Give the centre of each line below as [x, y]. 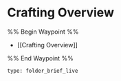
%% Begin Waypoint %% [43, 32]
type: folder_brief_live [43, 71]
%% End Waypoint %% [40, 58]
